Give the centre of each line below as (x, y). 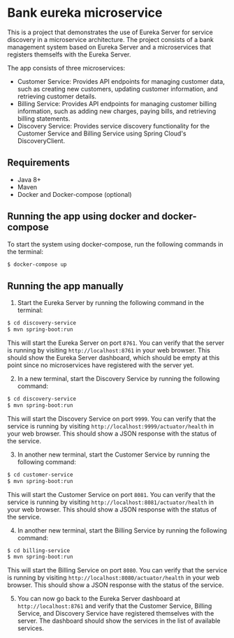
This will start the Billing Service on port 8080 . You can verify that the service (117, 570)
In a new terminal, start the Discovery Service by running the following (118, 379)
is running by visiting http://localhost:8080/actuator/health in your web (114, 578)
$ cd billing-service (39, 550)
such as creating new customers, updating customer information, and (117, 89)
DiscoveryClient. (41, 140)
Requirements (38, 163)
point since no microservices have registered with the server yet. (101, 365)
